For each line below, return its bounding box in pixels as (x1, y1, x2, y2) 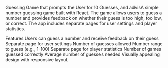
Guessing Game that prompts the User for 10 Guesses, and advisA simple (5, 5, 159, 10)
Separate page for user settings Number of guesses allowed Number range (5, 41, 163, 47)
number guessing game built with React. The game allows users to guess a (5, 10, 162, 16)
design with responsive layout (5, 57, 68, 62)
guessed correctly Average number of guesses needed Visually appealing (5, 51, 160, 57)
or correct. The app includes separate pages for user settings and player (5, 20, 157, 26)
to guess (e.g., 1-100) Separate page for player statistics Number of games (5, 46, 161, 52)
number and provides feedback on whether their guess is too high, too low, (5, 15, 162, 21)
